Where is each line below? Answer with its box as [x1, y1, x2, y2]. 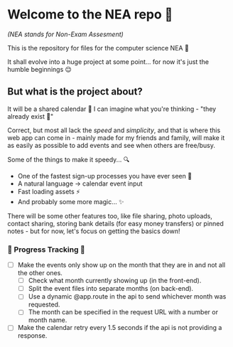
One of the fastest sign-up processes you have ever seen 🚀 [17, 171, 193, 180]
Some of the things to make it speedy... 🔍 [7, 155, 130, 164]
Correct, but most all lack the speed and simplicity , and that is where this [7, 126, 221, 134]
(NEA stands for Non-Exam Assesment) [7, 30, 124, 38]
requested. [28, 300, 60, 309]
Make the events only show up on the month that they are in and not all [17, 261, 226, 269]
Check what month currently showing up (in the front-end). [28, 277, 202, 285]
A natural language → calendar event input [17, 179, 143, 188]
